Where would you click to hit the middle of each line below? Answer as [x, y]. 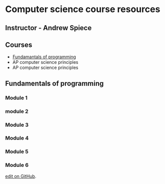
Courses [19, 44]
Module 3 [17, 125]
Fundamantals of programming [44, 57]
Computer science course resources [83, 9]
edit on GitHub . [21, 176]
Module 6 [17, 165]
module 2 [17, 111]
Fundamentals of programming [54, 83]
